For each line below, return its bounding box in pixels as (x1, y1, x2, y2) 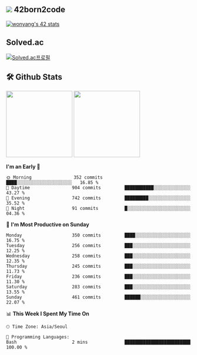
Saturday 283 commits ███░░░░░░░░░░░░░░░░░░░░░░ (6, 284, 191, 290)
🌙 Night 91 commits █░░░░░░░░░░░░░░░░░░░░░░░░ (6, 206, 191, 212)
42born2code (14, 5, 66, 15)
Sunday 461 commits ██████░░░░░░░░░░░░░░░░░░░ (6, 294, 191, 300)
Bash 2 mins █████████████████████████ (6, 339, 191, 346)
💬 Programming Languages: (6, 334, 69, 340)
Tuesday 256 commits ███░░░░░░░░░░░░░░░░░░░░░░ (6, 243, 191, 249)
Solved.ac (6, 38, 44, 48)
